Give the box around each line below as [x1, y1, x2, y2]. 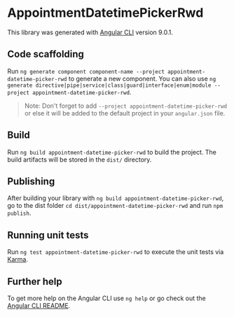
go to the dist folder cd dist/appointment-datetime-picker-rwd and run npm [7, 202, 223, 210]
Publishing [7, 175, 55, 187]
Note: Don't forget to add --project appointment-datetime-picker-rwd [24, 101, 228, 110]
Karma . [7, 255, 28, 264]
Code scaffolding [7, 48, 84, 60]
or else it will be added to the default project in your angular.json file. [24, 108, 226, 117]
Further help [7, 275, 63, 288]
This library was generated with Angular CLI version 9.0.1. [7, 28, 174, 36]
